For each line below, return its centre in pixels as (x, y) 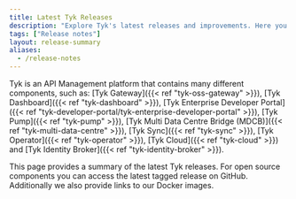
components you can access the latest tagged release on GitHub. (129, 176)
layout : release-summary (55, 42)
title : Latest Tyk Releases (61, 17)
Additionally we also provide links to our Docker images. (112, 185)
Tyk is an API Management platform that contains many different (127, 84)
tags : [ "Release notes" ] (55, 34)
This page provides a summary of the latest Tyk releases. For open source (145, 166)
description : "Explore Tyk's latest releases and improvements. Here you (148, 26)
